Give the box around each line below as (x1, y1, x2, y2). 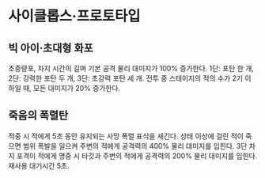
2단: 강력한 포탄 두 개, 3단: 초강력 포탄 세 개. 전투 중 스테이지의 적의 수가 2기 (8, 74, 244, 83)
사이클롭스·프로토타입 (8, 7, 141, 25)
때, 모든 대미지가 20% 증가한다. (22, 84, 121, 93)
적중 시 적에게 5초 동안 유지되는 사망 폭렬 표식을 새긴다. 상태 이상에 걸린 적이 (8, 131, 244, 141)
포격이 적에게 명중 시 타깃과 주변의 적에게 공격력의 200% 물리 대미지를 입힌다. (16, 151, 258, 161)
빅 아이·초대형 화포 (8, 41, 93, 55)
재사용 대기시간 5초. (8, 161, 70, 170)
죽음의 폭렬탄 (8, 108, 69, 123)
